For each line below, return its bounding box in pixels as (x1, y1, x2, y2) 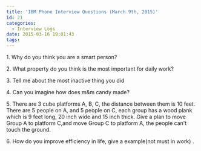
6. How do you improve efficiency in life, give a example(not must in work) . (6, 138, 194, 145)
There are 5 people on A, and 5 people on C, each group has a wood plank (6, 107, 193, 114)
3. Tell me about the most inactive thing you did (6, 77, 125, 84)
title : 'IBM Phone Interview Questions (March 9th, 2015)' (6, 8, 159, 15)
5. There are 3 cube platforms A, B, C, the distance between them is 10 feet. (6, 100, 196, 108)
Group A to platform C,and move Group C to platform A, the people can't (6, 120, 187, 127)
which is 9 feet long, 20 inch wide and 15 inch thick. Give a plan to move (6, 113, 186, 120)
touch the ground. (6, 126, 51, 133)
